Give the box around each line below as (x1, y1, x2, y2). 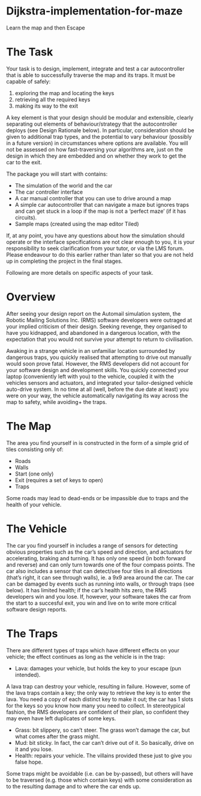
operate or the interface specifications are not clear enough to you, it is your (6, 238, 195, 245)
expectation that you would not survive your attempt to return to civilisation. (6, 335, 194, 343)
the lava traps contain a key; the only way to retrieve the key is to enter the (6, 689, 191, 696)
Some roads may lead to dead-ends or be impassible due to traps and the (6, 494, 189, 501)
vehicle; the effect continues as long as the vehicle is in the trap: (6, 653, 166, 660)
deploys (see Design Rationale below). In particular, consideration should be (6, 126, 194, 133)
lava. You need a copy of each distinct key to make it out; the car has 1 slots (6, 696, 194, 703)
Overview (6, 290, 56, 304)
